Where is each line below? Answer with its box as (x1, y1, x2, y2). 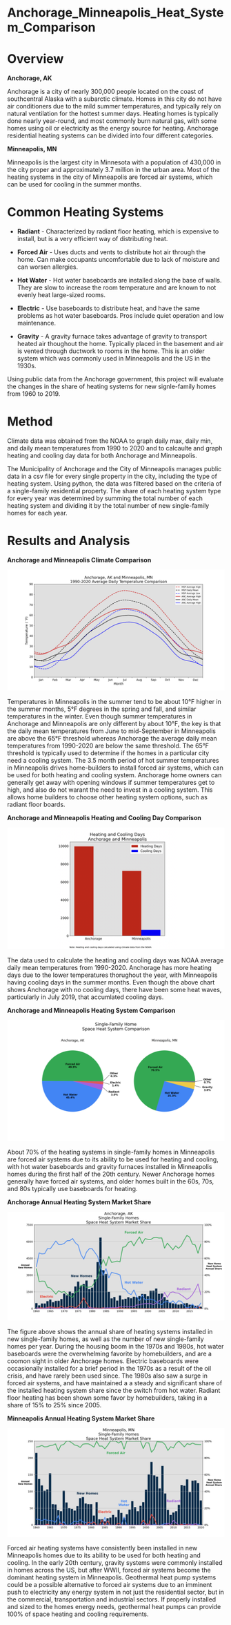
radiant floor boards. (7, 800, 66, 808)
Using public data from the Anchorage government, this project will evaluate (7, 375, 224, 383)
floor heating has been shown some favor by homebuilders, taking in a (7, 1394, 208, 1402)
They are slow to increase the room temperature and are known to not (17, 283, 217, 292)
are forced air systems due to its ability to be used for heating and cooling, (7, 1155, 219, 1163)
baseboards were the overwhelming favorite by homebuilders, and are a (7, 1349, 212, 1358)
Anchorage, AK (7, 74, 52, 82)
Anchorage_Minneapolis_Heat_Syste (7, 5, 224, 21)
